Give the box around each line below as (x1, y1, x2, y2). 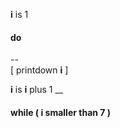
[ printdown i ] (10, 64, 69, 76)
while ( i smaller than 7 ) (10, 106, 112, 118)
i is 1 (10, 9, 29, 20)
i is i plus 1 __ (10, 84, 64, 96)
